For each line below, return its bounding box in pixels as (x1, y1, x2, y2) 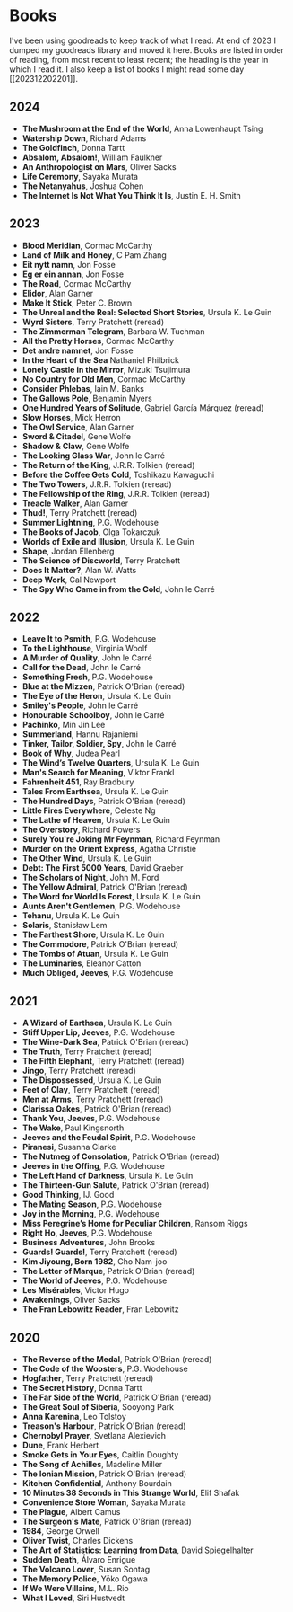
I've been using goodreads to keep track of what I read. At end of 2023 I (9, 35, 276, 46)
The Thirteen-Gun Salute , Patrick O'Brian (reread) (22, 1180, 210, 1191)
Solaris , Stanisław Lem (22, 920, 108, 931)
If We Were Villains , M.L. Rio (22, 1583, 129, 1593)
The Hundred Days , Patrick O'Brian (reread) (22, 796, 186, 807)
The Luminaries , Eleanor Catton (22, 958, 142, 969)
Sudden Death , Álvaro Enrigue (22, 1554, 136, 1564)
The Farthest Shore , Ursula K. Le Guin (22, 929, 165, 940)
